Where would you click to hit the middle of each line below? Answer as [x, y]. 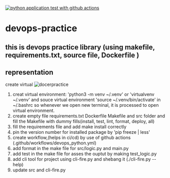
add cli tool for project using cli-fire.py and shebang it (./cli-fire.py [82, 159]
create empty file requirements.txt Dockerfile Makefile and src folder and [89, 116]
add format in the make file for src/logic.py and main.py [71, 149]
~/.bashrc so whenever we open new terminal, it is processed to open [86, 105]
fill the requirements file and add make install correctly [70, 127]
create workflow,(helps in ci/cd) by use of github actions [72, 138]
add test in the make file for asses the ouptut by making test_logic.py [85, 154]
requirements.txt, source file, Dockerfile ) [72, 55]
